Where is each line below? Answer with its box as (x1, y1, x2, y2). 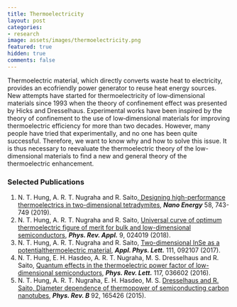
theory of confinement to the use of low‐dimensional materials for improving (7, 114, 231, 122)
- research (7, 30, 40, 38)
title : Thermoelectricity (7, 10, 84, 18)
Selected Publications (7, 177, 85, 187)
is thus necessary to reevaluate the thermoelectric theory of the (7, 144, 194, 153)
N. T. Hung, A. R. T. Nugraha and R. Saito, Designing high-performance (17, 193, 226, 202)
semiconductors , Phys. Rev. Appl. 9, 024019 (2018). (17, 231, 171, 239)
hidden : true (7, 50, 46, 58)
